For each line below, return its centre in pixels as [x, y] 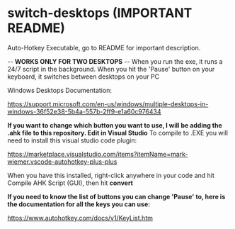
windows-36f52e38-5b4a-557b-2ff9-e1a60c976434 [84, 111]
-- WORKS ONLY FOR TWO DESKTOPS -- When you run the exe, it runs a [115, 61]
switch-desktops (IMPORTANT [100, 13]
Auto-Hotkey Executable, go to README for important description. [104, 48]
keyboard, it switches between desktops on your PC [84, 77]
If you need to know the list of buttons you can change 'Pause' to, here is [116, 196]
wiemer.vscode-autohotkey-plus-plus [62, 162]
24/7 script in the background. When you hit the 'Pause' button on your [111, 69]
